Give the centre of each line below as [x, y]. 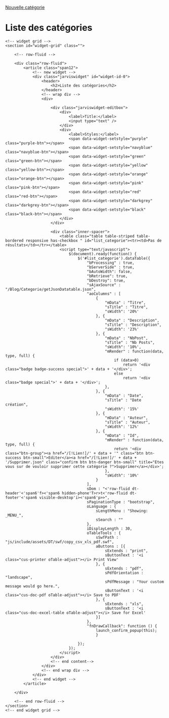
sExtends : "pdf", [124, 568]
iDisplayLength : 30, [110, 529]
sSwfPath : [107, 537]
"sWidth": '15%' [122, 409]
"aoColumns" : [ [104, 294]
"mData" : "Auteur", [126, 418]
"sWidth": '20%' [122, 311]
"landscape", [19, 577]
